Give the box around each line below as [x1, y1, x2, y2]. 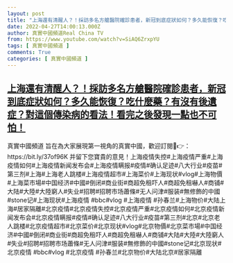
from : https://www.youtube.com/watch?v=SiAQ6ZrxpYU [7, 36, 159, 43]
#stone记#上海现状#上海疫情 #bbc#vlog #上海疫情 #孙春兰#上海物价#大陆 [7, 196, 220, 204]
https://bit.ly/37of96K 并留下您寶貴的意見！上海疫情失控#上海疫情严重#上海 [7, 152, 223, 160]
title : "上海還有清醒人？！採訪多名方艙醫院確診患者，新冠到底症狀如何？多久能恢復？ [7, 17, 223, 24]
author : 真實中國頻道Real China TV [7, 29, 104, 37]
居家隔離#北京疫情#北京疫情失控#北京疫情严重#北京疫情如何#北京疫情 [17, 204, 219, 212]
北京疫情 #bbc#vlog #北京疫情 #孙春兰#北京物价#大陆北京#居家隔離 [7, 248, 202, 256]
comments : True [7, 49, 51, 56]
